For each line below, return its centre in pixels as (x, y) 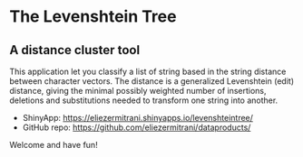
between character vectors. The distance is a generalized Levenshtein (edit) (152, 81)
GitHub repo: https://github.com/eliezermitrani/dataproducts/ (137, 127)
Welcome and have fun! (54, 145)
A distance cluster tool (75, 50)
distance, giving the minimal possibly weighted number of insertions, (138, 91)
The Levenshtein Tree (93, 17)
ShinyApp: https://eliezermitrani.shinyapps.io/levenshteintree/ (138, 118)
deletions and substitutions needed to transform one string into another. (144, 100)
